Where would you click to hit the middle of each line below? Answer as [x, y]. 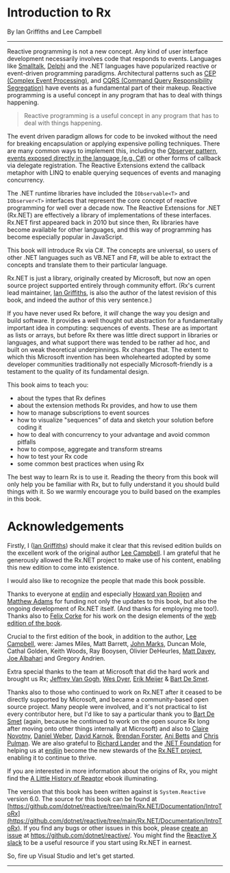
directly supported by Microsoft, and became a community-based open [108, 699]
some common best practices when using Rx [80, 464]
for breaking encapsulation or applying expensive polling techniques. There [114, 143]
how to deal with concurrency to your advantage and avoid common [113, 434]
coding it [29, 427]
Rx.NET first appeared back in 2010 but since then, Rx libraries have [103, 222]
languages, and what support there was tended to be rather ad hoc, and [108, 342]
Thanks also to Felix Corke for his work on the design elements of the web [112, 616]
